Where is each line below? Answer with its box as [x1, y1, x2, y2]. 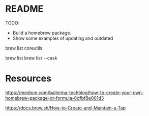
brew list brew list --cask [5, 54, 57, 61]
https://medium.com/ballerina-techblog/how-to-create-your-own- [5, 90, 144, 96]
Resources [5, 73, 52, 84]
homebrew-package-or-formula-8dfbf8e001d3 [5, 95, 104, 101]
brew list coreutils [5, 45, 43, 51]
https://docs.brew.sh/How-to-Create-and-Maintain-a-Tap [5, 105, 126, 111]
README [5, 3, 44, 15]
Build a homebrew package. [12, 30, 72, 36]
